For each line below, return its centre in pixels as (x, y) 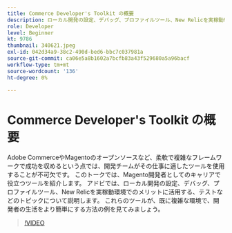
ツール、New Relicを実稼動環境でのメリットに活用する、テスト (127, 192)
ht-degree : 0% (28, 78)
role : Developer (30, 26)
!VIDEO (34, 223)
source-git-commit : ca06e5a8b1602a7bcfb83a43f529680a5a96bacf (98, 59)
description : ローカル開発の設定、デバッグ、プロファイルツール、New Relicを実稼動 (116, 20)
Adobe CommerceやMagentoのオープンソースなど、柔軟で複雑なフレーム (112, 158)
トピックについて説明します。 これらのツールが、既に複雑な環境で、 (116, 201)
